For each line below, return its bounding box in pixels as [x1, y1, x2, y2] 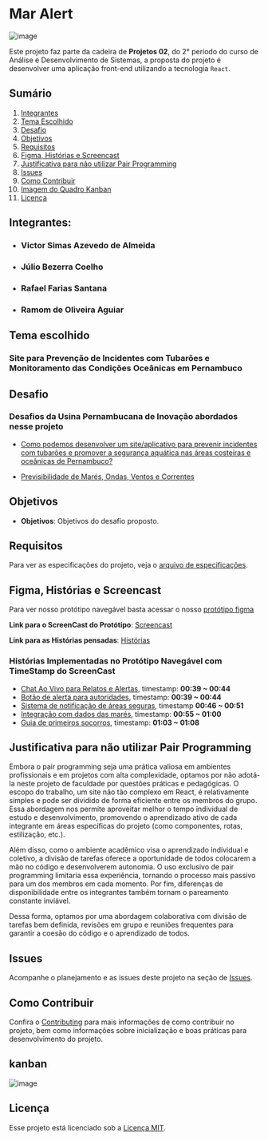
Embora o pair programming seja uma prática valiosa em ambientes [9, 762, 231, 771]
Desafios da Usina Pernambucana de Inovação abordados [9, 411, 238, 422]
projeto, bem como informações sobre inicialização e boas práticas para [9, 1026, 247, 1035]
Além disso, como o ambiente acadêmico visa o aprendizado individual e [9, 845, 249, 855]
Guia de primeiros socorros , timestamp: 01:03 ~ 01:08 [20, 718, 200, 727]
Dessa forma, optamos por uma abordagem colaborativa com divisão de [9, 912, 247, 921]
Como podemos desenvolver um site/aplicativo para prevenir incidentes [20, 439, 258, 449]
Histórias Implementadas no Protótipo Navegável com [9, 655, 223, 667]
